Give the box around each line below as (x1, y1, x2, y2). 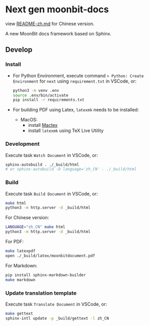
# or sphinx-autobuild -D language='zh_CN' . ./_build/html (5, 167, 137, 172)
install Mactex (28, 122, 58, 128)
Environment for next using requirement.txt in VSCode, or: (12, 78, 137, 84)
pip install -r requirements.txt (12, 98, 85, 103)
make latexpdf (5, 248, 36, 254)
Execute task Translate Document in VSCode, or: (5, 301, 107, 307)
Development (5, 140, 40, 147)
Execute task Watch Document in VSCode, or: (5, 152, 98, 158)
